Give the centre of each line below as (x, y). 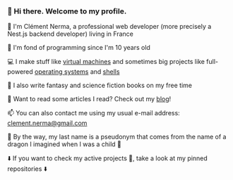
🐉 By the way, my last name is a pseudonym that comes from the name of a (117, 137)
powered (20, 72)
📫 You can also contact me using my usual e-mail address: (94, 113)
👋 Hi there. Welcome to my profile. (67, 11)
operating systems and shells (77, 72)
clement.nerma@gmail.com (47, 123)
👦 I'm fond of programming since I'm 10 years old (79, 48)
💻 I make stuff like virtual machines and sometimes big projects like (106, 62)
